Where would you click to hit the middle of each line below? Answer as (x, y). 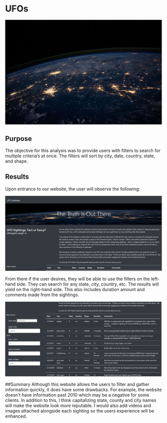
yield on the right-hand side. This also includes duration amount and (75, 289)
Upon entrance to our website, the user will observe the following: (73, 189)
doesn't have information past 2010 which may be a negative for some (77, 395)
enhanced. (16, 416)
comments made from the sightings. (42, 295)
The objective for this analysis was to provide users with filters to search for (83, 150)
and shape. (17, 161)
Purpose (19, 139)
